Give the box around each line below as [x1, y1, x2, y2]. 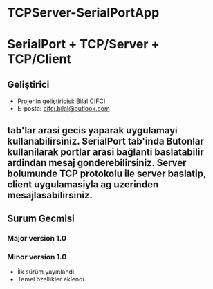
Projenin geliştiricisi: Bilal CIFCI [17, 97, 106, 105]
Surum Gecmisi [7, 212, 75, 224]
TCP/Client [7, 51, 71, 67]
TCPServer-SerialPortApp [7, 5, 160, 21]
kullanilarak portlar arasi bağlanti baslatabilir [7, 146, 204, 158]
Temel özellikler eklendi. [17, 275, 86, 283]
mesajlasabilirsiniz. [7, 189, 93, 201]
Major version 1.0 [7, 233, 67, 243]
